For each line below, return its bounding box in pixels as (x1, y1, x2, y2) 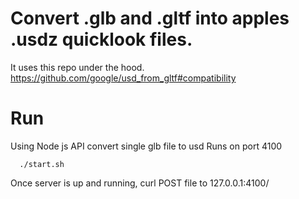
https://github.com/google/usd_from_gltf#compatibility (10, 72, 237, 84)
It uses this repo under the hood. (10, 61, 145, 73)
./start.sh (19, 159, 65, 169)
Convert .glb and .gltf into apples (10, 7, 290, 30)
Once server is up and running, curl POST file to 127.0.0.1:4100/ (10, 177, 270, 189)
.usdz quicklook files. (10, 28, 193, 51)
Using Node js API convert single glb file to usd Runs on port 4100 (10, 140, 283, 152)
